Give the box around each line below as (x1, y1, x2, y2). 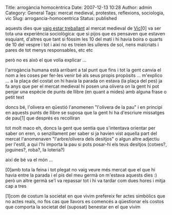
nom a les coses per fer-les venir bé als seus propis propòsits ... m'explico (5, 72, 163, 79)
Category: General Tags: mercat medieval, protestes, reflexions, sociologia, (5, 10, 165, 16)
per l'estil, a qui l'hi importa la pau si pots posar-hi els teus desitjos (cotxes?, (5, 141, 167, 147)
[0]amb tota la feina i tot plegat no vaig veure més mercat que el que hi (5, 167, 156, 172)
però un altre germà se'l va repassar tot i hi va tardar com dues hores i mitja (5, 178, 166, 184)
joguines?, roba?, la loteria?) (5, 147, 65, 153)
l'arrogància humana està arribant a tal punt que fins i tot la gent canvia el (5, 67, 162, 73)
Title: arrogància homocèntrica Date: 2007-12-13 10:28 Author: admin (5, 5, 152, 10)
